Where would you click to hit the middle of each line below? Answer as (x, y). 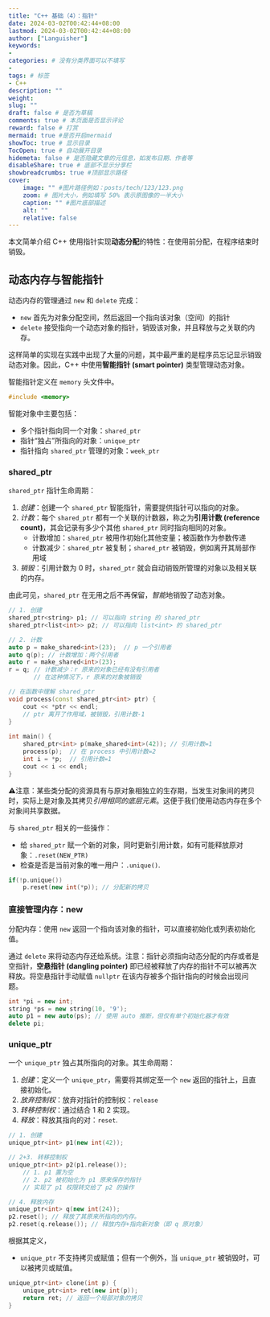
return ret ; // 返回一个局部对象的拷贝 (83, 1298)
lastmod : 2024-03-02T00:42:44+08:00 (70, 31)
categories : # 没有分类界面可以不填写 (67, 61)
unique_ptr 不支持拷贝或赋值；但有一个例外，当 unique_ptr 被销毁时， (136, 1258)
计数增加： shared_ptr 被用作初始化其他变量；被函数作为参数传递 (139, 538)
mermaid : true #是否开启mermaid (60, 135)
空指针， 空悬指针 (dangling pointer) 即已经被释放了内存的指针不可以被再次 (133, 965)
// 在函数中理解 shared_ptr (51, 692)
